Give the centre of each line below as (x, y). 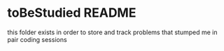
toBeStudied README (72, 13)
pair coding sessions (37, 39)
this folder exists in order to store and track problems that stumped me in (112, 32)
